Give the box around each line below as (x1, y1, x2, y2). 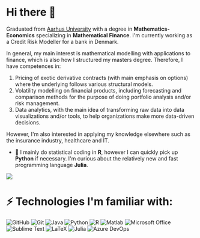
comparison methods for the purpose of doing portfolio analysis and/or (14, 93, 192, 100)
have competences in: (6, 63, 61, 70)
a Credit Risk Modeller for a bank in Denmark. (6, 38, 119, 45)
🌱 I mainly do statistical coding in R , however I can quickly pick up (14, 148, 178, 156)
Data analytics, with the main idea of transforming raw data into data (14, 106, 185, 113)
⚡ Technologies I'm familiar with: (6, 195, 173, 209)
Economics (6, 31, 35, 38)
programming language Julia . (14, 161, 88, 168)
